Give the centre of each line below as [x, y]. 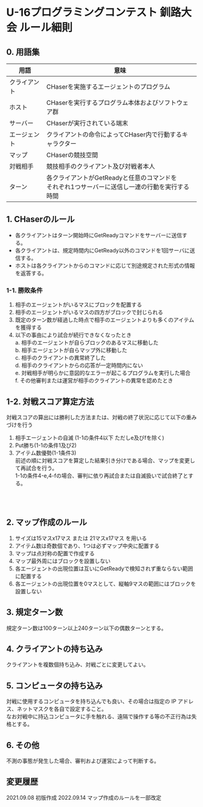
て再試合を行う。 [36, 468]
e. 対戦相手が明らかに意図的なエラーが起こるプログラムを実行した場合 [103, 373]
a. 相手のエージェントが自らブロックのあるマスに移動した [87, 343]
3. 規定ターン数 [35, 613]
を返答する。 [31, 273]
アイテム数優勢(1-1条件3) [46, 453]
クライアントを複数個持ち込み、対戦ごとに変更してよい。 [78, 664]
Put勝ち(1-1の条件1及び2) [46, 445]
